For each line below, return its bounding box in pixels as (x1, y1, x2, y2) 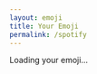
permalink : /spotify (9, 30, 88, 39)
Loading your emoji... (9, 55, 89, 66)
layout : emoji (9, 13, 63, 23)
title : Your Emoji (9, 22, 79, 31)
